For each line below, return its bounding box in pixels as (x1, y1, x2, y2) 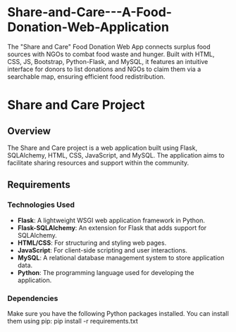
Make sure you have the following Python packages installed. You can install (7, 309, 229, 317)
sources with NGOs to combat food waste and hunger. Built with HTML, (7, 50, 215, 58)
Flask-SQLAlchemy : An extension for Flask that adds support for (17, 223, 207, 232)
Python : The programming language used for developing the (17, 268, 194, 276)
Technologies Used (7, 200, 75, 210)
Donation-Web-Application (7, 19, 169, 35)
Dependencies (7, 293, 58, 303)
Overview (7, 124, 51, 137)
